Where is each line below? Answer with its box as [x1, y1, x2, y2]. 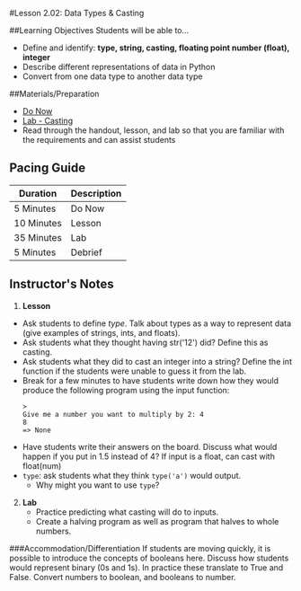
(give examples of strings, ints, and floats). [22, 327, 181, 338]
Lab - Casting [22, 116, 74, 126]
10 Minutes [13, 216, 63, 229]
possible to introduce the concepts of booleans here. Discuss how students [9, 552, 289, 563]
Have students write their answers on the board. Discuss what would [22, 441, 278, 452]
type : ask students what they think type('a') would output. [22, 470, 241, 481]
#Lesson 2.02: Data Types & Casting [9, 8, 145, 18]
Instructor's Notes [9, 277, 114, 292]
